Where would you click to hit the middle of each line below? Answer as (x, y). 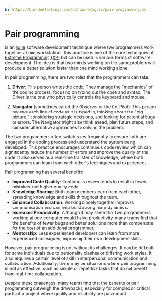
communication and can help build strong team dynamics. (70, 207)
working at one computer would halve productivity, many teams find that (85, 218)
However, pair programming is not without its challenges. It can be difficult (79, 248)
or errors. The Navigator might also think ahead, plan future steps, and (82, 122)
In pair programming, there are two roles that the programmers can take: (77, 77)
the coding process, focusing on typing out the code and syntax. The (81, 92)
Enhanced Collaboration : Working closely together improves (73, 202)
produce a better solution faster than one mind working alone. (67, 68)
